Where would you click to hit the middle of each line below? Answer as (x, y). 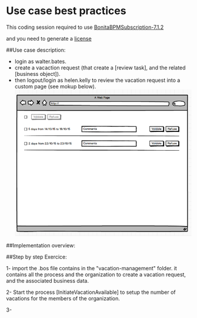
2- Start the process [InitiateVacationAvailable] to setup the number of (91, 292)
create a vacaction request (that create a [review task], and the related (100, 67)
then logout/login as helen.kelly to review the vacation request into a (97, 80)
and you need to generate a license (49, 38)
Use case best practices (66, 11)
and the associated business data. (48, 280)
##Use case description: (36, 50)
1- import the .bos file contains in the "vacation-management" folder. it (92, 268)
